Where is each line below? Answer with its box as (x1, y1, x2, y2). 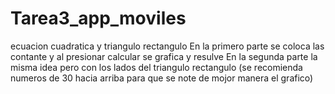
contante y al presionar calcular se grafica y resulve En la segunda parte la (10, 50, 318, 62)
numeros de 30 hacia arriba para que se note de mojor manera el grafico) (10, 72, 314, 84)
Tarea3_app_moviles (10, 7, 187, 30)
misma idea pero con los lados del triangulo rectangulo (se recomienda (10, 61, 303, 73)
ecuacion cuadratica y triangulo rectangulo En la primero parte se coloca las (10, 40, 325, 52)
